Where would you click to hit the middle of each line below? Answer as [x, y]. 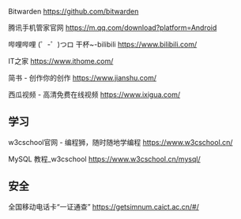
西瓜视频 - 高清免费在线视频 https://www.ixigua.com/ [94, 95]
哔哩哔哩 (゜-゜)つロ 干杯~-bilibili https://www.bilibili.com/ [103, 44]
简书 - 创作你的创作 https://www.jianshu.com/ [82, 78]
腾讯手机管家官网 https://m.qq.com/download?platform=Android [113, 28]
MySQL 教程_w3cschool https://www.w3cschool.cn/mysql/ [104, 159]
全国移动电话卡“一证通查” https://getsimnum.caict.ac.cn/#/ [104, 206]
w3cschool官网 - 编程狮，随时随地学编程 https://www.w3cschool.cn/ [120, 142]
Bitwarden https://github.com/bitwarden [73, 11]
